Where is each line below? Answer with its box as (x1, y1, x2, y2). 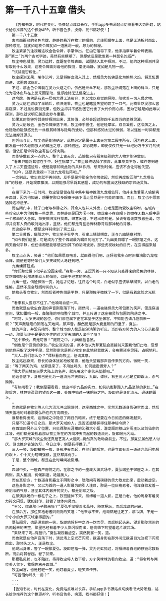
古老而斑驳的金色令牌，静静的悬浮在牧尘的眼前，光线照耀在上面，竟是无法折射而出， (11, 38, 160, 43)
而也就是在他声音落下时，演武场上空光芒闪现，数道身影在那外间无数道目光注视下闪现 (11, 536, 160, 541)
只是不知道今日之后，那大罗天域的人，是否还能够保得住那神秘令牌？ (11, 421, 130, 425)
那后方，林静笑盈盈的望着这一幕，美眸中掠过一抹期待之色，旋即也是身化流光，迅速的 (5, 390, 153, 395)
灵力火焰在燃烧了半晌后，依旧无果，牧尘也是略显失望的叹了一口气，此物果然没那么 (11, 101, 156, 106)
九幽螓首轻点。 (11, 263, 38, 268)
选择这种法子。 (5, 200, 31, 205)
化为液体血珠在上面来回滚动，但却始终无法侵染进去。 (5, 90, 98, 96)
